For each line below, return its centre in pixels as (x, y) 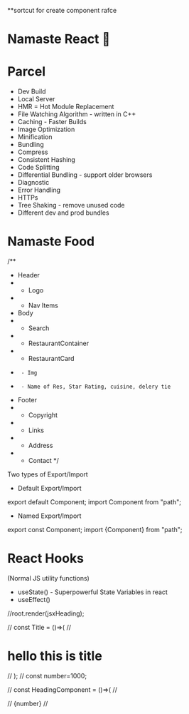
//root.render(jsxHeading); (46, 613)
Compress (33, 152)
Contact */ (43, 461)
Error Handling (39, 190)
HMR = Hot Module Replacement (66, 107)
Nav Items (43, 305)
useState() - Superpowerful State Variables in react (93, 592)
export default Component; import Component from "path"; (94, 502)
